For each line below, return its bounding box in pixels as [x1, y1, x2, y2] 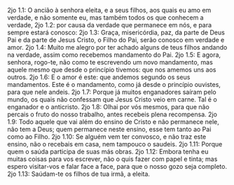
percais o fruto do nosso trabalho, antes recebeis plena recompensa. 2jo [7, 110, 217, 118]
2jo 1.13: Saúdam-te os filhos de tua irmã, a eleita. [7, 170, 151, 178]
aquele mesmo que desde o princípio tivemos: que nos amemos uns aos [7, 66, 216, 74]
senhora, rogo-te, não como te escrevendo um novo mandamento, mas [7, 58, 214, 66]
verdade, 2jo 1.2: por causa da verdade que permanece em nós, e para [7, 21, 212, 29]
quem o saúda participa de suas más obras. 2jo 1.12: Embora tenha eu [7, 147, 209, 156]
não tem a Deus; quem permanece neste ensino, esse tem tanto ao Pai [7, 125, 212, 133]
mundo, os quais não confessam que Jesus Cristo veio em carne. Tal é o [7, 95, 217, 104]
